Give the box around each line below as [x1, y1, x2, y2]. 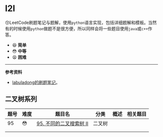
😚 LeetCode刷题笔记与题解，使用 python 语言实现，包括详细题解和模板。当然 [5, 19, 157, 25]
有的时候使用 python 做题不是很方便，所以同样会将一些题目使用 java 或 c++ [5, 25, 148, 32]
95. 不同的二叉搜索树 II [36, 120, 89, 127]
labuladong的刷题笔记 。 [12, 79, 60, 85]
